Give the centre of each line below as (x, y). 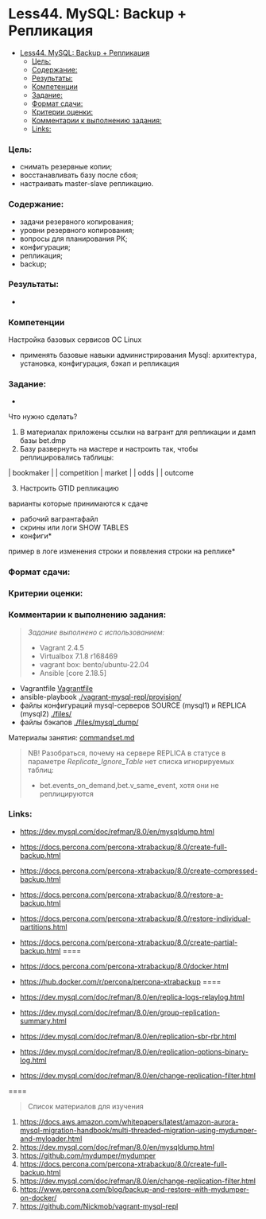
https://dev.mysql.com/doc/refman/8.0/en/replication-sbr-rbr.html (128, 1036)
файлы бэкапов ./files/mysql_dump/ (79, 722)
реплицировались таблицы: (67, 457)
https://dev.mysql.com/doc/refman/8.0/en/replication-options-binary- (134, 1051)
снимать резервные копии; (66, 167)
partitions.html (43, 926)
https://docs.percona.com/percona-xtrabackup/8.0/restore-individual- (135, 918)
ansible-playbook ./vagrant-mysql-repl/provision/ (100, 697)
